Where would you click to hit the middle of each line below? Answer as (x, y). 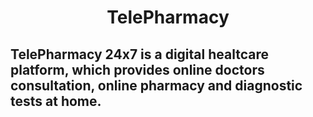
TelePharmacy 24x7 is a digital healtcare (139, 54)
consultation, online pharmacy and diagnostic (156, 85)
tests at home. (56, 101)
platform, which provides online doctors (137, 69)
